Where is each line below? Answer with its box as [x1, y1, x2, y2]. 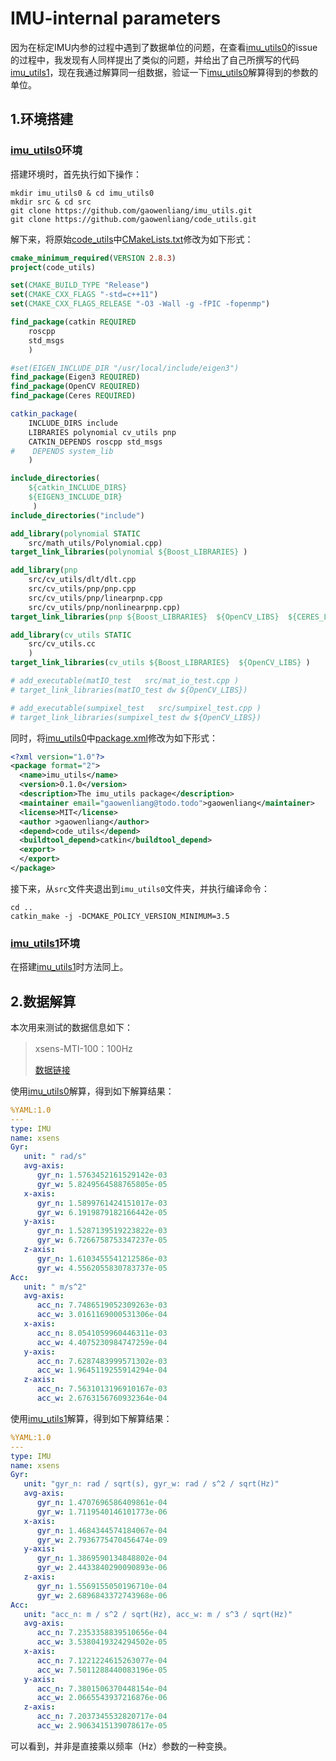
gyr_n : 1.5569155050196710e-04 [36, 1581, 168, 1591]
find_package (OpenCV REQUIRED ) [10, 382, 141, 392]
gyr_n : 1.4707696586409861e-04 [36, 1498, 168, 1508]
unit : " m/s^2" [23, 1282, 87, 1292]
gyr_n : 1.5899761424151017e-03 [36, 1198, 168, 1208]
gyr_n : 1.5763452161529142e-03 [36, 1170, 168, 1181]
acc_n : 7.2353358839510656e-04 [36, 1628, 168, 1638]
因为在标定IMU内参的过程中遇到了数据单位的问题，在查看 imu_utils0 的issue [10, 41, 318, 53]
